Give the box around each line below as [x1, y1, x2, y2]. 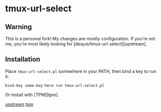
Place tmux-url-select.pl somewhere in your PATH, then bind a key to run [5, 68, 157, 74]
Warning [5, 23, 32, 31]
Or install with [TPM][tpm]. [5, 92, 59, 98]
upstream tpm [5, 101, 33, 107]
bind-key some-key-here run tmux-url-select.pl [5, 83, 105, 88]
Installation [5, 55, 40, 64]
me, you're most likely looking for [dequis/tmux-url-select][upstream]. [5, 41, 147, 47]
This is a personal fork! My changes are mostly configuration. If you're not [5, 36, 156, 41]
